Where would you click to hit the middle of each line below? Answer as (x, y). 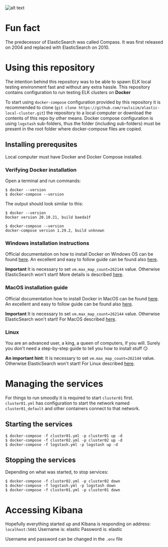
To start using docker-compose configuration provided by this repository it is (83, 102)
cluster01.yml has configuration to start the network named (67, 403)
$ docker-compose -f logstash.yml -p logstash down (60, 486)
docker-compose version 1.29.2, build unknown (55, 230)
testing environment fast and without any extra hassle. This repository (78, 87)
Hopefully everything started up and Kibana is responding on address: (78, 524)
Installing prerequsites (41, 145)
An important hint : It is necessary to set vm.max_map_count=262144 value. (80, 358)
